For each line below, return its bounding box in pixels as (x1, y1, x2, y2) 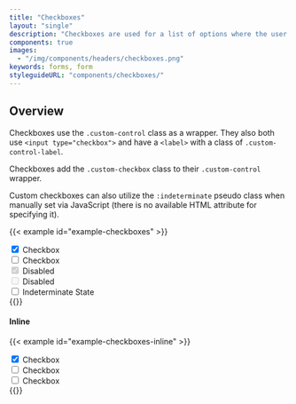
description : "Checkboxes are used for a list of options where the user (9, 29, 288, 38)
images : (9, 46, 38, 55)
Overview (9, 104, 65, 119)
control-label (9, 147, 62, 156)
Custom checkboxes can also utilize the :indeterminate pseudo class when (9, 190, 285, 201)
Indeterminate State (21, 286, 95, 297)
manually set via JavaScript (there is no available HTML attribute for (9, 199, 257, 210)
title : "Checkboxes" (9, 12, 86, 22)
